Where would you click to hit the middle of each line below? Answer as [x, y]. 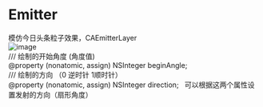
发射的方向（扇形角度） [54, 94]
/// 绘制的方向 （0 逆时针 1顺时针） [65, 74]
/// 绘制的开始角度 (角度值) [52, 56]
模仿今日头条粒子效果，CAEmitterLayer [73, 38]
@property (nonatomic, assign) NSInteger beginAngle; [98, 65]
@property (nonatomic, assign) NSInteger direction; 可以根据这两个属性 [128, 85]
